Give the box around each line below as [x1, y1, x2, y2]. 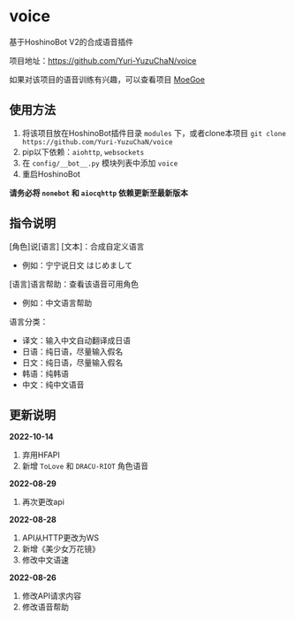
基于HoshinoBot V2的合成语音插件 [9, 36, 134, 47]
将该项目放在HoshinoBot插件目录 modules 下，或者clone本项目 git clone [21, 127, 287, 138]
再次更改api [21, 497, 64, 508]
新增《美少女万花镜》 [21, 544, 100, 555]
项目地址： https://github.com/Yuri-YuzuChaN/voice [9, 55, 197, 65]
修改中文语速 [21, 555, 69, 565]
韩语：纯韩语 [21, 368, 69, 379]
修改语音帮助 [21, 601, 69, 612]
